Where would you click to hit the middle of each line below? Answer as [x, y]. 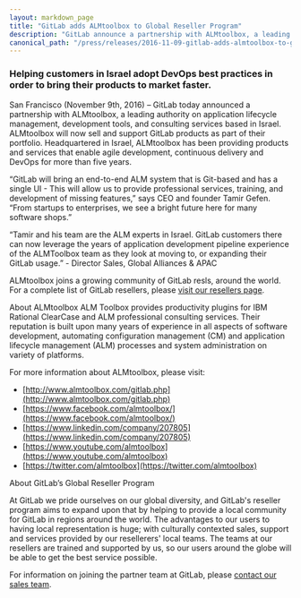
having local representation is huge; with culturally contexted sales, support [149, 528]
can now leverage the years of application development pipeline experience [149, 243]
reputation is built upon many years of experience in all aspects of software [149, 326]
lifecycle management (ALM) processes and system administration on [138, 345]
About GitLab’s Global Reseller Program [82, 483]
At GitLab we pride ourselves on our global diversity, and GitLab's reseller [145, 500]
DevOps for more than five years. [71, 161]
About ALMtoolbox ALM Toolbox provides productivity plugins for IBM [138, 307]
